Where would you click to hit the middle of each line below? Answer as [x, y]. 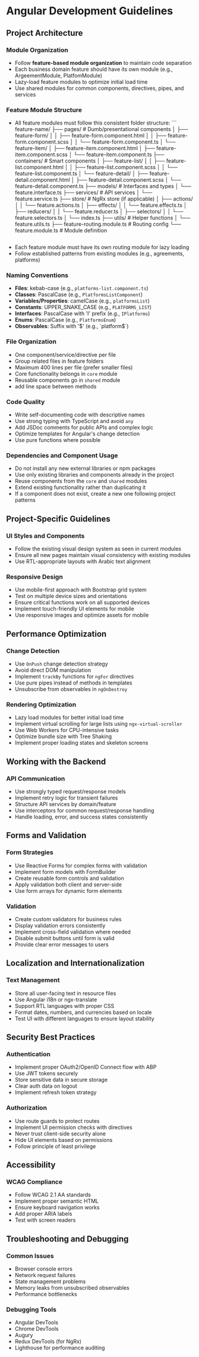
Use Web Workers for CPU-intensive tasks [67, 730]
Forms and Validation [46, 835]
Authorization [27, 1108]
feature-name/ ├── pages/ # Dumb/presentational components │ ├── [101, 129]
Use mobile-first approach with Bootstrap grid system [80, 590]
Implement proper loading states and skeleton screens [81, 743]
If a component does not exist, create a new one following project [95, 494]
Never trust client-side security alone [60, 1134]
